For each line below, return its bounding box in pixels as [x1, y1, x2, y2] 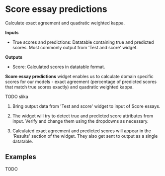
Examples [5, 153, 36, 161]
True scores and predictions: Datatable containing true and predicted [12, 39, 154, 45]
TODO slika [5, 93, 28, 99]
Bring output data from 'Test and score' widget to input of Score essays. [12, 103, 161, 109]
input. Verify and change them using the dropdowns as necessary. [12, 118, 149, 124]
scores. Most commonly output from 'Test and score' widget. [12, 44, 138, 50]
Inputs [5, 29, 19, 35]
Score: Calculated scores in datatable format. [12, 64, 105, 70]
